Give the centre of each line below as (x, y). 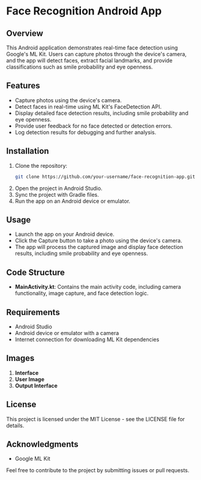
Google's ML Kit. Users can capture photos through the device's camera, (97, 54)
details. (15, 425)
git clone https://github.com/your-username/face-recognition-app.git (105, 177)
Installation (28, 151)
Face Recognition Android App (84, 11)
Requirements (33, 312)
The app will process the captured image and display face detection (99, 247)
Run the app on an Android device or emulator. (73, 201)
